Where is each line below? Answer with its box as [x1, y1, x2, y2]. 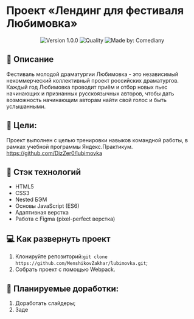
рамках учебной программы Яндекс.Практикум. [6, 143, 133, 150]
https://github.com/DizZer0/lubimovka [6, 149, 102, 157]
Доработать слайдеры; [15, 300, 76, 307]
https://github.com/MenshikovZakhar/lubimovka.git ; [15, 259, 148, 267]
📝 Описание [6, 54, 54, 64]
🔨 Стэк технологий [6, 166, 81, 177]
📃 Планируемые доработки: [6, 283, 119, 293]
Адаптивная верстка [15, 209, 69, 216]
